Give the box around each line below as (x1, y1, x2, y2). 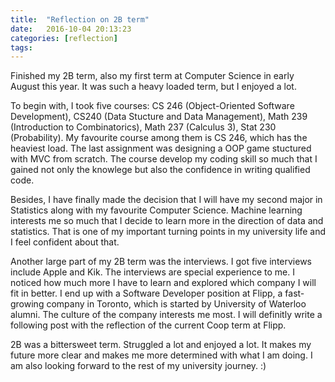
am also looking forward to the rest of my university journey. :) (10, 360, 267, 372)
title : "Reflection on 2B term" (10, 14, 150, 25)
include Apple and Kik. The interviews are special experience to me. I (10, 266, 295, 278)
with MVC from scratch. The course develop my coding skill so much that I (10, 153, 318, 165)
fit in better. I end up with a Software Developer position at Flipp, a (10, 287, 283, 300)
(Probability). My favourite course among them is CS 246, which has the (10, 132, 308, 144)
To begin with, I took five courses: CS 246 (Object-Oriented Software (10, 100, 295, 112)
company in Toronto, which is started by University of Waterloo (46, 298, 307, 310)
